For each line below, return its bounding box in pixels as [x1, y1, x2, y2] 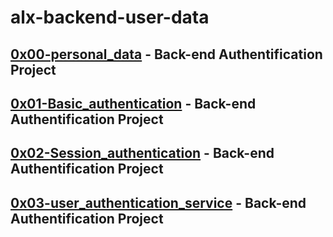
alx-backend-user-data [10, 6, 210, 29]
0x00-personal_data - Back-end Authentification [10, 46, 323, 63]
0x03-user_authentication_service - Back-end [10, 194, 307, 211]
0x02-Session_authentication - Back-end [10, 145, 275, 162]
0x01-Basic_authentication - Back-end [10, 95, 257, 112]
